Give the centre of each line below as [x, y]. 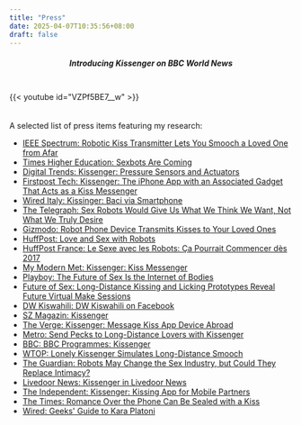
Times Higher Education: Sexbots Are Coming [107, 162]
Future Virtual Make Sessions [76, 296]
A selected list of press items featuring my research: [106, 126]
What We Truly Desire [62, 220]
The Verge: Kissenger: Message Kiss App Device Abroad [128, 325]
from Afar [40, 153]
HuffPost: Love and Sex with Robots [89, 239]
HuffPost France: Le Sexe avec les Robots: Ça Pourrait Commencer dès [155, 249]
